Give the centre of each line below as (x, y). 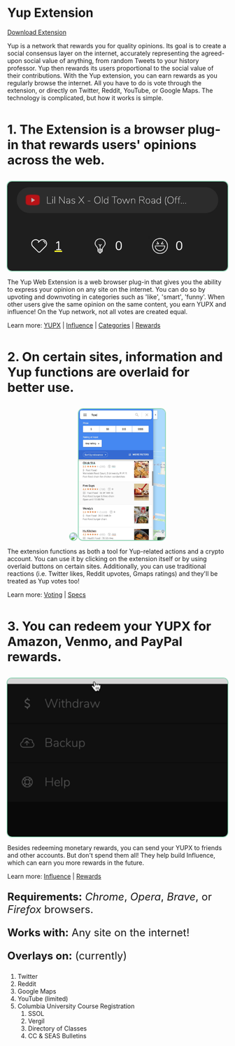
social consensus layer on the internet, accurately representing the (104, 53)
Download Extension (37, 32)
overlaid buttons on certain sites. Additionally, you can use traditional (107, 566)
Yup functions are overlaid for (99, 372)
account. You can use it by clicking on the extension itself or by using (107, 559)
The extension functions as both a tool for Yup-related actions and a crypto (116, 551)
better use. (41, 388)
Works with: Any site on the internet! (99, 933)
